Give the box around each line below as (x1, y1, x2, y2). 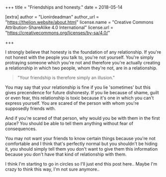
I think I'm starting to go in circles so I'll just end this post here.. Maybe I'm (5, 161, 158, 167)
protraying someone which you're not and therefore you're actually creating (5, 60, 161, 65)
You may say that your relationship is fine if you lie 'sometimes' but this (5, 84, 151, 90)
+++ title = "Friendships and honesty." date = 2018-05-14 (5, 4, 123, 10)
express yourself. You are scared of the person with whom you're (5, 100, 139, 106)
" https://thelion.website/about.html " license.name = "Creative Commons (5, 19, 154, 25)
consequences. (5, 126, 37, 132)
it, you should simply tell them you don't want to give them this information (5, 146, 158, 152)
